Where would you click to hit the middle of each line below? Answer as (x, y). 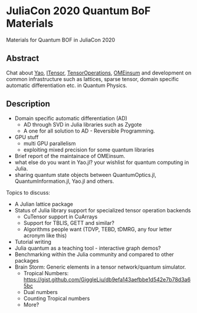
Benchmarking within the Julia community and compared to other (94, 254)
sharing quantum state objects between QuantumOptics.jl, (85, 175)
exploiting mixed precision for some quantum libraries (89, 150)
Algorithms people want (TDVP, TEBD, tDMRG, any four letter (98, 229)
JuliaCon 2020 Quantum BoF (78, 11)
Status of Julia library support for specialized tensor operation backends (103, 210)
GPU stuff (27, 137)
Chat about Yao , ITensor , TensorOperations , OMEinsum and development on (99, 73)
